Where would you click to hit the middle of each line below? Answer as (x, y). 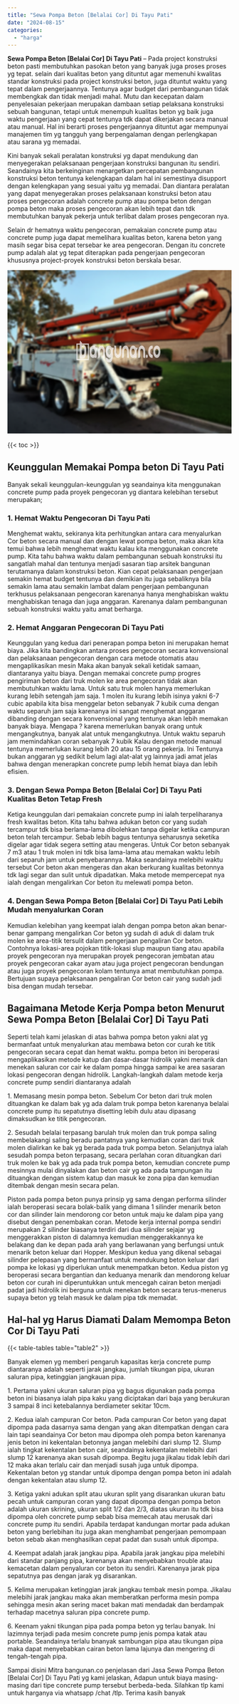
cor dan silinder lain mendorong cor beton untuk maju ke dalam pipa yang (116, 1214)
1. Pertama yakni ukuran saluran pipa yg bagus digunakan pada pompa (111, 1391)
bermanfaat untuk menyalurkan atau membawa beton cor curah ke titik (111, 1044)
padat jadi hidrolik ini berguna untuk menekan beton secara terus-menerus (117, 1290)
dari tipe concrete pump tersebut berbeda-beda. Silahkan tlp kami (127, 1685)
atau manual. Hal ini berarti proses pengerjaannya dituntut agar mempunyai (118, 127)
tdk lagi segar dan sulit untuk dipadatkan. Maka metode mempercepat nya (116, 875)
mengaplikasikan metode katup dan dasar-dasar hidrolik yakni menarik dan (117, 1059)
